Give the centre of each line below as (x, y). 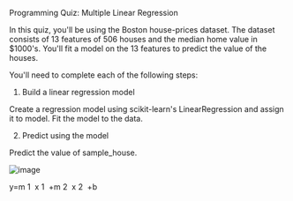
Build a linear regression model (78, 92)
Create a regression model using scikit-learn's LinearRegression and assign (146, 109)
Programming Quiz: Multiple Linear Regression (94, 13)
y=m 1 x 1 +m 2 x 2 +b (53, 187)
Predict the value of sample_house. (73, 153)
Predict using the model (65, 135)
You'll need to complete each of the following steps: (104, 75)
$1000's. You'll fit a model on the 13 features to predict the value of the (138, 48)
